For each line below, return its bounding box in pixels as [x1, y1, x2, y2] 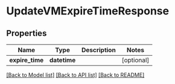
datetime [49, 56, 76, 64]
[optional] [121, 56, 150, 64]
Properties [6, 28, 47, 38]
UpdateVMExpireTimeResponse [6, 4, 170, 18]
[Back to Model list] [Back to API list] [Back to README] [6, 71, 145, 79]
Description [81, 46, 116, 54]
